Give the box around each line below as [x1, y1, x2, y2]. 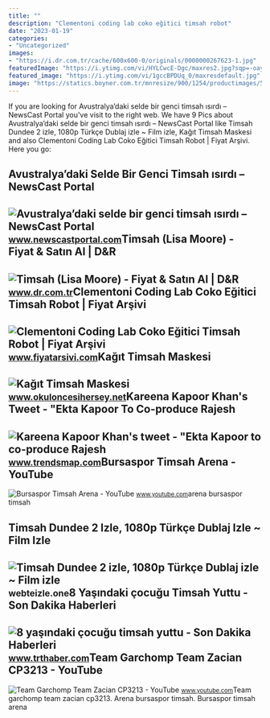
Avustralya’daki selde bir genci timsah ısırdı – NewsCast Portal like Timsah [8, 118, 253, 128]
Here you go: [8, 144, 51, 154]
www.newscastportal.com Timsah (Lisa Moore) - [8, 233, 235, 246]
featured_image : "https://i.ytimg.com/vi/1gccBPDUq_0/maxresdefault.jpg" [8, 72, 261, 80]
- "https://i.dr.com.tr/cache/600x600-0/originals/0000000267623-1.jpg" [8, 57, 257, 65]
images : [8, 49, 35, 57]
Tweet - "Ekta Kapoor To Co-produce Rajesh [8, 402, 235, 416]
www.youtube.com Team [180, 685, 252, 695]
